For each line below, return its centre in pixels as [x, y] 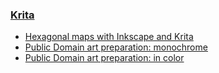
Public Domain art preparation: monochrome [116, 47]
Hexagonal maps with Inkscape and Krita [109, 37]
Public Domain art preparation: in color [104, 58]
